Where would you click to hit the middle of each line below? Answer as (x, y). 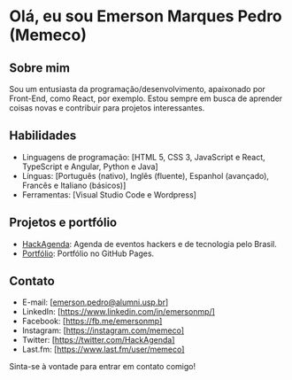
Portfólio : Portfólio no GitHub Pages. (88, 253)
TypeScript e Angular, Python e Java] (90, 167)
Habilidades (43, 136)
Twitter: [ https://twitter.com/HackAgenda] (98, 340)
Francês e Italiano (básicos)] (74, 185)
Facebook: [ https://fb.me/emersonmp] (92, 322)
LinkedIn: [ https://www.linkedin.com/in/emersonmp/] (118, 312)
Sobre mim (40, 68)
